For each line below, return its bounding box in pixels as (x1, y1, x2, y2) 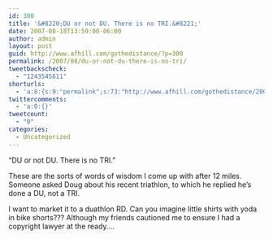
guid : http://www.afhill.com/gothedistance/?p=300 (8, 50, 184, 58)
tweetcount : (8, 111, 49, 119)
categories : (8, 125, 49, 133)
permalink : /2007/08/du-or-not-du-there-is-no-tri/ (8, 58, 187, 66)
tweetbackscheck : (8, 65, 67, 73)
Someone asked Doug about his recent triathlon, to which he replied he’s (8, 180, 252, 189)
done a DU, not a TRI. (8, 188, 80, 198)
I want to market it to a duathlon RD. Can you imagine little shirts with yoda (8, 204, 258, 214)
